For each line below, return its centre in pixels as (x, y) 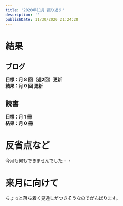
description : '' (22, 15)
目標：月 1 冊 (19, 117)
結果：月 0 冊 (19, 123)
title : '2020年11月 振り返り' (35, 10)
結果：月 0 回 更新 (24, 86)
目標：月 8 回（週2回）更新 (34, 80)
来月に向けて (32, 183)
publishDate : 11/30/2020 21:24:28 (42, 19)
